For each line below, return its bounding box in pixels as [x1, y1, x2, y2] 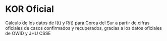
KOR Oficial [5, 3, 54, 15]
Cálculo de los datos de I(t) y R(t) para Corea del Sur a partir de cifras [5, 20, 150, 26]
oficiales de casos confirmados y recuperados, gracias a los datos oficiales [5, 25, 162, 31]
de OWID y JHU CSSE [5, 30, 51, 36]
